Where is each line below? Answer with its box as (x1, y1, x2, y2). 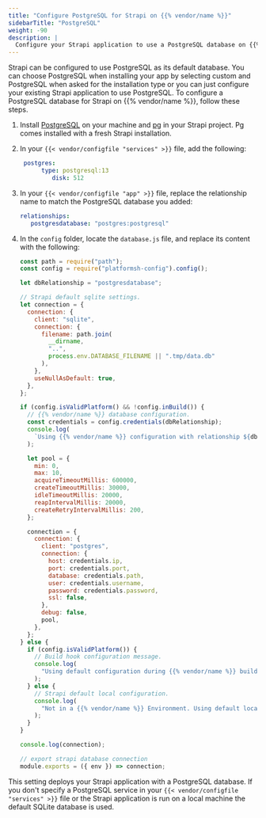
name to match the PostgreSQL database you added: (19, 196, 193, 206)
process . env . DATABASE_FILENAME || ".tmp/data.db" (48, 352, 215, 360)
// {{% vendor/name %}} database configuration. (27, 411, 191, 419)
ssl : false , (48, 594, 88, 602)
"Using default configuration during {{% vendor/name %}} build (40, 668, 258, 675)
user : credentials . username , (48, 579, 145, 587)
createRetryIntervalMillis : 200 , (34, 506, 145, 514)
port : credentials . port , (48, 564, 131, 573)
